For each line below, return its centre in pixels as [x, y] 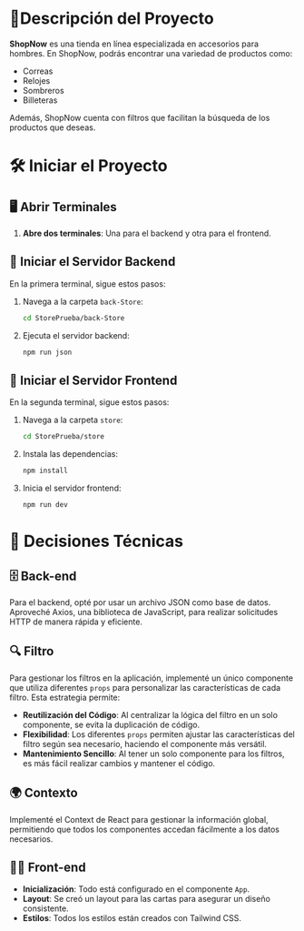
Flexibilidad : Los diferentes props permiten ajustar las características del [158, 734]
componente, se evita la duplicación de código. [111, 724]
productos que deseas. [53, 127]
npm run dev [45, 505]
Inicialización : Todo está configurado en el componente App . [136, 889]
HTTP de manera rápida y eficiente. [76, 622]
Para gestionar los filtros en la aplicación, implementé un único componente [151, 678]
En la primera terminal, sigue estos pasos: [88, 283]
